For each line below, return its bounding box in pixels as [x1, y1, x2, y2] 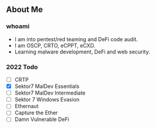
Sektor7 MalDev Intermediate [14, 89, 86, 96]
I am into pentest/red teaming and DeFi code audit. [14, 35, 138, 43]
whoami [6, 22, 30, 31]
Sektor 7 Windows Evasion [14, 96, 79, 103]
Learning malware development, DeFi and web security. [14, 48, 150, 55]
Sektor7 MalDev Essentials [14, 83, 79, 90]
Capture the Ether [14, 109, 58, 116]
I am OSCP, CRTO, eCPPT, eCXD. [14, 42, 95, 49]
